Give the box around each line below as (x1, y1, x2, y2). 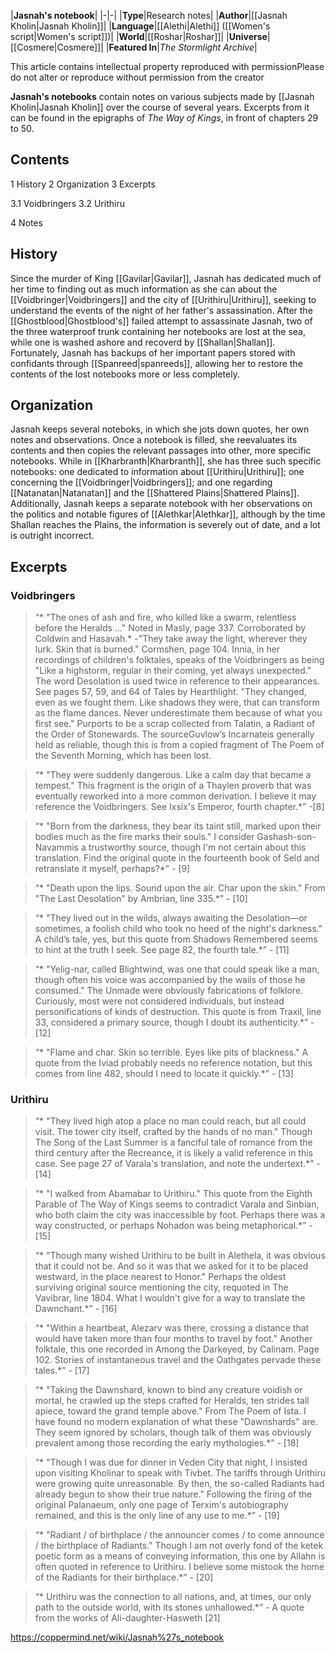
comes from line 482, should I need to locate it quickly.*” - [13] (34, 1068, 294, 1080)
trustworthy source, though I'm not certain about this (88, 841, 307, 854)
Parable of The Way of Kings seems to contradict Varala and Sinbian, (34, 1198, 320, 1210)
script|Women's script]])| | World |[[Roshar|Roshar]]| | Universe (10, 31, 268, 42)
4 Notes (10, 216, 43, 229)
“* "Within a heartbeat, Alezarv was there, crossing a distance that (34, 1322, 310, 1334)
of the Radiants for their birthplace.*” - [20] (34, 1571, 214, 1584)
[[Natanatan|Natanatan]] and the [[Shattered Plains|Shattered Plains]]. (10, 487, 300, 499)
